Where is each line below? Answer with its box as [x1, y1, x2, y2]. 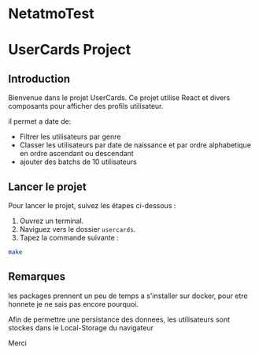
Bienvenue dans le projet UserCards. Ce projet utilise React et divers [8, 93, 231, 102]
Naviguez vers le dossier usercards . [19, 225, 136, 233]
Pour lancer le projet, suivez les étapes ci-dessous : [8, 201, 176, 210]
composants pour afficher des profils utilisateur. [8, 102, 164, 111]
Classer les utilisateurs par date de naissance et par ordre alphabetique [19, 140, 252, 150]
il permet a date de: [8, 117, 72, 126]
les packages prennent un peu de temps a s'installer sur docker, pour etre [8, 291, 248, 300]
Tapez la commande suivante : [19, 233, 120, 242]
